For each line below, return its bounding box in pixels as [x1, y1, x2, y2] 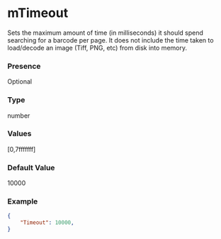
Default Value [7, 162, 55, 172]
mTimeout [7, 5, 69, 21]
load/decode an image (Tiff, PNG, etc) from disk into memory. [7, 43, 188, 52]
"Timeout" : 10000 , [20, 219, 74, 226]
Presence [7, 61, 41, 71]
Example [7, 196, 38, 206]
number [7, 111, 30, 120]
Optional [7, 77, 33, 86]
